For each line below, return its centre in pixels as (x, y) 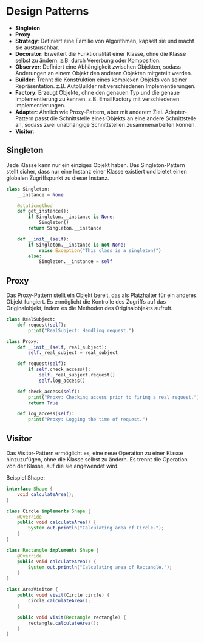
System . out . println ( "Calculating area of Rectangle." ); (100, 567)
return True (43, 403)
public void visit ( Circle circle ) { (64, 595)
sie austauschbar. (37, 47)
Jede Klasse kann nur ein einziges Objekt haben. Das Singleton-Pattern (96, 165)
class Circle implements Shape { (49, 511)
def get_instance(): (43, 211)
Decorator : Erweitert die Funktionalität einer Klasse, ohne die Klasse (100, 53)
